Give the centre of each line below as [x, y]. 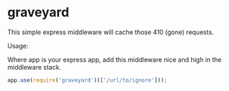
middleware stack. [35, 67]
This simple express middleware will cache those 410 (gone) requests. [111, 32]
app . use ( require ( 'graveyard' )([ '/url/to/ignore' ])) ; [87, 80]
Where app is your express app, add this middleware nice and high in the [115, 59]
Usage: [18, 45]
